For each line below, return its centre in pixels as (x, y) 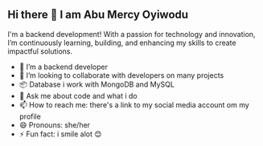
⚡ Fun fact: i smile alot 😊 (60, 134)
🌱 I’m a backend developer (63, 67)
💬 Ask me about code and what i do (78, 95)
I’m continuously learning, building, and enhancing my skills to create (122, 43)
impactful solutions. (40, 51)
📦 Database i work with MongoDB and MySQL (97, 84)
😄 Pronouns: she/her (54, 124)
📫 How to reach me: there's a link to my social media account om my (134, 104)
